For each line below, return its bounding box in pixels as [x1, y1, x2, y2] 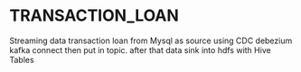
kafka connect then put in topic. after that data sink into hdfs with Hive [9, 44, 271, 55]
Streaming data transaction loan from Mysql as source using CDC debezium [9, 35, 293, 46]
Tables [9, 54, 34, 65]
